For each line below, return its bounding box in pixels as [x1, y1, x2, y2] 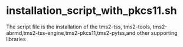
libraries [6, 35, 26, 42]
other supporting [136, 29, 178, 36]
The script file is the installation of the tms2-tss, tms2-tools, [6, 23, 152, 30]
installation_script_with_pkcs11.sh [6, 4, 177, 17]
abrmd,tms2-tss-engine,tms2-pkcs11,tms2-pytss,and [6, 29, 136, 36]
